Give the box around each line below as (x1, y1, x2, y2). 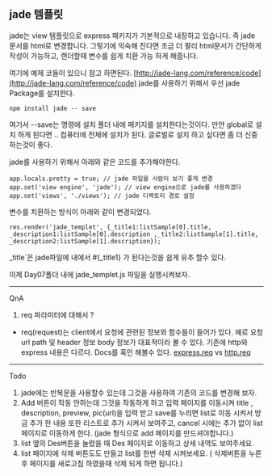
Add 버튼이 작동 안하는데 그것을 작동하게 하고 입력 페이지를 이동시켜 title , (20, 398, 253, 407)
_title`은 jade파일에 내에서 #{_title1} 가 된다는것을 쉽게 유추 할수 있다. (9, 252, 227, 262)
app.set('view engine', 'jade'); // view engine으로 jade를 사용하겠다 (9, 183, 241, 192)
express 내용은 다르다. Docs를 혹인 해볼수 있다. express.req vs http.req (20, 347, 251, 357)
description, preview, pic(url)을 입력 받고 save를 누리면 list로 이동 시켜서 (20, 407, 253, 418)
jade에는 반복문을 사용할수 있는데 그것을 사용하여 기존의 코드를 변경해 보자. (20, 387, 257, 398)
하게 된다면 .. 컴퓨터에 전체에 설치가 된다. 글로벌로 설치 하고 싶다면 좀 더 (17, 129, 243, 139)
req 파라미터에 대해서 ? (20, 310, 94, 319)
